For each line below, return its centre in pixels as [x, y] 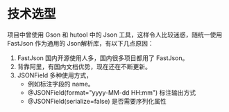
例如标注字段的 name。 [61, 84]
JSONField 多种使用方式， [54, 75]
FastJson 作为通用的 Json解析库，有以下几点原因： [80, 43]
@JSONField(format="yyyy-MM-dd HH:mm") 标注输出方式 [112, 92]
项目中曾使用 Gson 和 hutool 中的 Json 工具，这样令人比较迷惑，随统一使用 [115, 35]
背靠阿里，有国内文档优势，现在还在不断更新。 [84, 66]
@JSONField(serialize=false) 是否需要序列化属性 [97, 101]
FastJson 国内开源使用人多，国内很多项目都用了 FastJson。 [103, 58]
